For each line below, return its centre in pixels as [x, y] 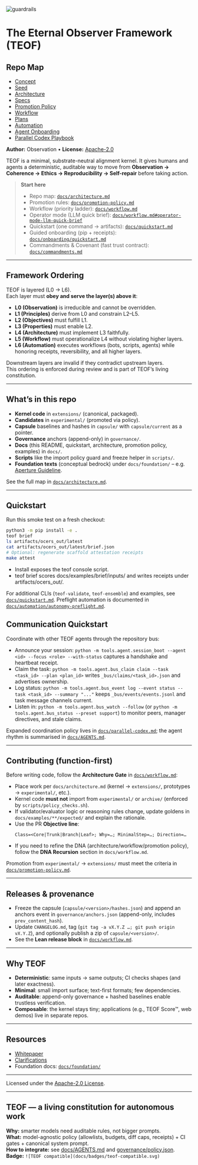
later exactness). [35, 984]
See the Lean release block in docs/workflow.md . [74, 940]
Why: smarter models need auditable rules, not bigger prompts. [83, 1131]
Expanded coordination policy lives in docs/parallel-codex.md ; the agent [94, 730]
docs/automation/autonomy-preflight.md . [56, 606]
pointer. [24, 432]
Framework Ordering [45, 275]
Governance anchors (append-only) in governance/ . [78, 438]
